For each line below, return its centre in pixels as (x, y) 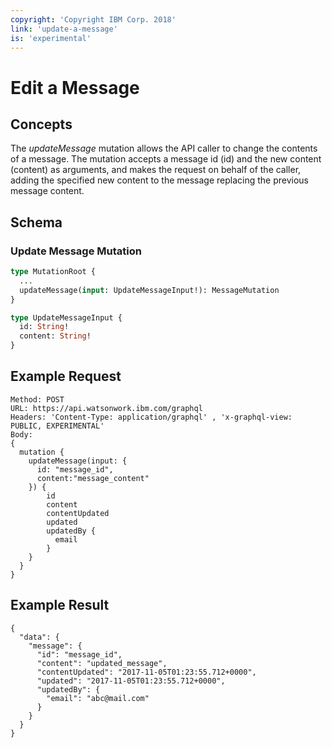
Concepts (41, 124)
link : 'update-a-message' (64, 29)
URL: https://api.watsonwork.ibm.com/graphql (106, 408)
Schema (36, 222)
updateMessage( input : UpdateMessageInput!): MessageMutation (149, 290)
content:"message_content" (93, 478)
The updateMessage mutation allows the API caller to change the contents (164, 148)
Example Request (66, 376)
